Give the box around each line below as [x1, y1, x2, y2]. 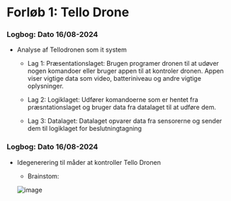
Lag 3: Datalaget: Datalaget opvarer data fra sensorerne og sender [27, 117, 222, 125]
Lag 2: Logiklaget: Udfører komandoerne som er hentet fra [27, 96, 199, 104]
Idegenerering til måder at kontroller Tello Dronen [16, 158, 161, 166]
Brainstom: [27, 171, 60, 180]
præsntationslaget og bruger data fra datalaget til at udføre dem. [27, 103, 217, 112]
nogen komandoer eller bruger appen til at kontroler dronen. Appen [27, 67, 224, 75]
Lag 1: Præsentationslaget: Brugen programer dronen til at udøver [27, 59, 219, 68]
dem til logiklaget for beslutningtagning [27, 125, 142, 133]
